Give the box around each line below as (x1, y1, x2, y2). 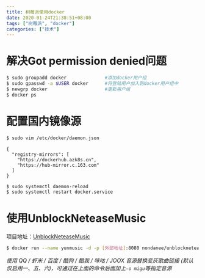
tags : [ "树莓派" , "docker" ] (6, 20, 75, 26)
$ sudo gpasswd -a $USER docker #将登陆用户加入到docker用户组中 (6, 81, 179, 87)
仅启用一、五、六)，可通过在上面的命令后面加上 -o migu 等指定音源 (6, 265, 172, 272)
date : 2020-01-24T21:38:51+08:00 (6, 15, 92, 21)
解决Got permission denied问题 (6, 54, 167, 68)
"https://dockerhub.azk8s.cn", (17, 156, 97, 163)
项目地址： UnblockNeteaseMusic (6, 233, 90, 240)
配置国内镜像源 (6, 114, 82, 128)
